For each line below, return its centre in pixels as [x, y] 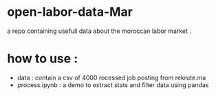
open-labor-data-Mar [70, 12]
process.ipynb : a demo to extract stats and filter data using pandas [113, 85]
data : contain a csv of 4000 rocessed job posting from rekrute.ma [111, 77]
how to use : [43, 59]
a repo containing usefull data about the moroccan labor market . [99, 31]
